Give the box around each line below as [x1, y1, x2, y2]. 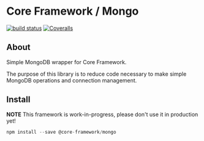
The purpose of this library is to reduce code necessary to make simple [6, 70, 187, 78]
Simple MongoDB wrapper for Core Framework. [6, 58, 127, 65]
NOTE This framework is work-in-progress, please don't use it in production [6, 110, 198, 118]
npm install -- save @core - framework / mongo [6, 129, 116, 135]
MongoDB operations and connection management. [6, 76, 137, 84]
